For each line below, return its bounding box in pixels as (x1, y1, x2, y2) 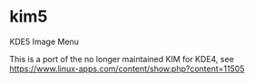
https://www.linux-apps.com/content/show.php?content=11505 (9, 63, 245, 74)
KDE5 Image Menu (9, 36, 80, 47)
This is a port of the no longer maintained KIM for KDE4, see (9, 53, 234, 64)
